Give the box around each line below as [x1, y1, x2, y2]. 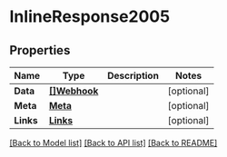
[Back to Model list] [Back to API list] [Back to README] [9, 138, 218, 148]
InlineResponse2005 [9, 6, 171, 27]
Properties [9, 43, 71, 58]
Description [107, 70, 159, 82]
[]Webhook [48, 84, 99, 97]
